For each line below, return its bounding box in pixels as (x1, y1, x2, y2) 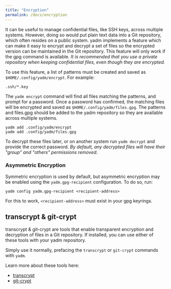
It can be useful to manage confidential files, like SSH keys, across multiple (5, 26, 163, 32)
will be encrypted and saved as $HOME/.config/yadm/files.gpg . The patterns (5, 104, 166, 110)
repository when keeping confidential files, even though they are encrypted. (5, 59, 165, 65)
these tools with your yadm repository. (5, 237, 86, 243)
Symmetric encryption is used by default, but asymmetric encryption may (5, 173, 160, 180)
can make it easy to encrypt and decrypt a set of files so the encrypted (5, 42, 155, 49)
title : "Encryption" (5, 7, 50, 13)
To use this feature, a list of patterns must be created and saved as (5, 69, 146, 75)
